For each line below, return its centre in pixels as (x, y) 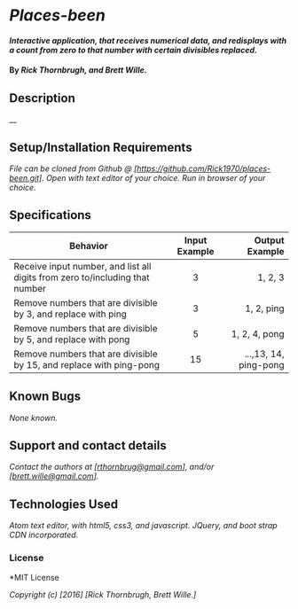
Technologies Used (63, 504)
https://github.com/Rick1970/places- (204, 168)
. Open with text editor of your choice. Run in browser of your (153, 178)
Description (42, 98)
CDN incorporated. (44, 535)
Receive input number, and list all (82, 266)
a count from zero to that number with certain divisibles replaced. (133, 50)
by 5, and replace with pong (72, 340)
